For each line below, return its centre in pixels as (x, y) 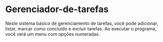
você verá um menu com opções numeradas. (53, 34)
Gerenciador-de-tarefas (57, 9)
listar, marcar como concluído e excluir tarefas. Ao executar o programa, (81, 28)
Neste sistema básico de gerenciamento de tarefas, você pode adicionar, (82, 23)
